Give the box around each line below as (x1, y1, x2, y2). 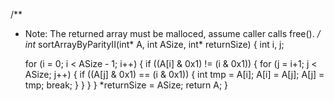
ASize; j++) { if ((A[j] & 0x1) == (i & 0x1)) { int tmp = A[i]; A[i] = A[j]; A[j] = (24, 69, 325, 80)
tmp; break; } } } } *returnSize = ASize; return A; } (24, 79, 229, 91)
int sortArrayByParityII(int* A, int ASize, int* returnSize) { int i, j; (24, 39, 285, 50)
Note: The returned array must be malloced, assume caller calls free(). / (24, 28, 321, 39)
